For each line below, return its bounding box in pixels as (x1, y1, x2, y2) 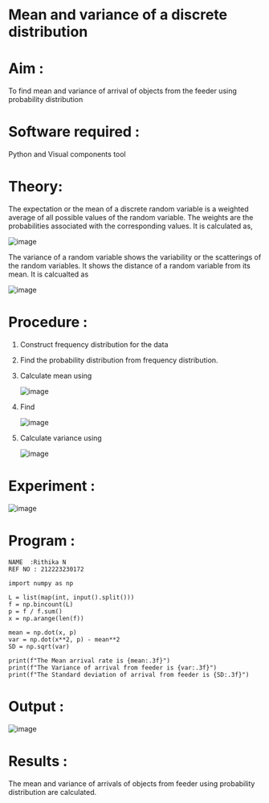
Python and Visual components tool (8, 150, 126, 159)
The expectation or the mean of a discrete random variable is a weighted (8, 204, 249, 214)
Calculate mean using (19, 371, 92, 380)
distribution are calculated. (8, 787, 97, 797)
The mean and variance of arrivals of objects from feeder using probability (8, 778, 255, 789)
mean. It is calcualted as (8, 269, 89, 279)
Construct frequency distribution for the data (19, 339, 169, 349)
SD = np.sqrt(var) (8, 642, 70, 650)
